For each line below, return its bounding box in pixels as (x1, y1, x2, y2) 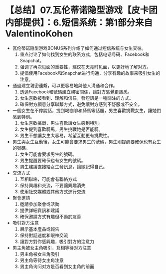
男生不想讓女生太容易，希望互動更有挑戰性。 (19, 132, 112, 138)
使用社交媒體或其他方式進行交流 (19, 188, 86, 195)
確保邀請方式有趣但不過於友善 (19, 213, 81, 220)
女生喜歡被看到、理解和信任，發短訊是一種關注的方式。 (19, 95, 134, 101)
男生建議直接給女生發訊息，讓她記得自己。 (19, 163, 108, 170)
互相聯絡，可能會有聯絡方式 (19, 176, 77, 182)
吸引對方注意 (12, 220, 39, 226)
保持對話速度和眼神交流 (19, 232, 68, 238)
